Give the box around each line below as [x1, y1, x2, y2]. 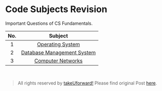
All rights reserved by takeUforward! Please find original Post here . [17, 80, 157, 86]
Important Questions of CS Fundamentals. [5, 20, 93, 26]
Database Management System [21, 49, 96, 56]
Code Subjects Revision [5, 4, 107, 15]
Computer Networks [34, 57, 83, 64]
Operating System [37, 40, 80, 48]
